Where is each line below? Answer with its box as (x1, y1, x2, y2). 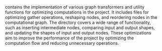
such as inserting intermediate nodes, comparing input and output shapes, (5, 25, 155, 31)
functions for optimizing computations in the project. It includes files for (5, 9, 149, 15)
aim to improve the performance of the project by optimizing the (5, 35, 134, 41)
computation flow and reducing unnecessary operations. (5, 40, 119, 46)
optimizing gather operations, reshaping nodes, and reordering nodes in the (5, 15, 158, 20)
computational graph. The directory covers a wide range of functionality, (5, 19, 151, 25)
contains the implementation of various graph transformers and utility (5, 4, 145, 10)
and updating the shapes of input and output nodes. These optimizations (5, 30, 151, 35)
